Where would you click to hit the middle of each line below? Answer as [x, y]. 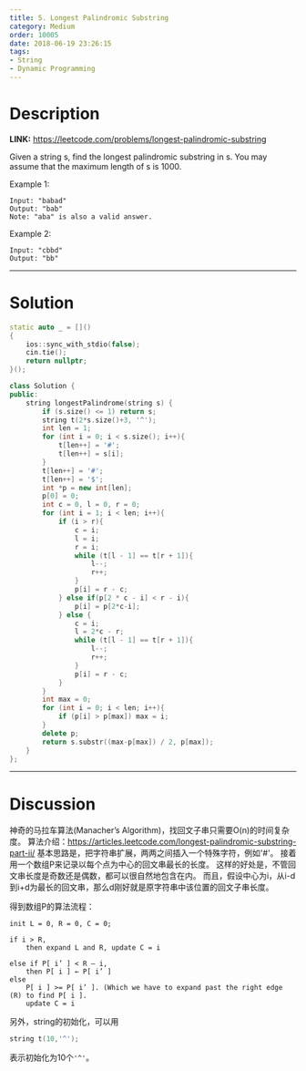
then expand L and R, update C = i [93, 948]
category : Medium [42, 26]
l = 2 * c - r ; [99, 632]
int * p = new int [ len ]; [87, 488]
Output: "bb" [34, 258]
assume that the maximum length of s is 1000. [96, 166]
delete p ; [61, 733]
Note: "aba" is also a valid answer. [81, 216]
